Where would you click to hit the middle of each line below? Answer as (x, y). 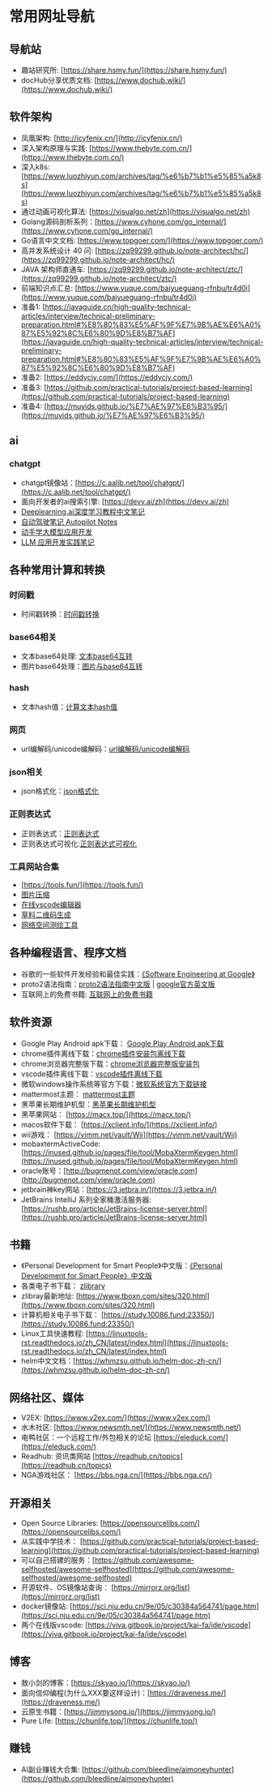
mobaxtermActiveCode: (61, 1144)
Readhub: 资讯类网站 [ (58, 1456)
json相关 (26, 772)
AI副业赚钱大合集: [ (53, 1769)
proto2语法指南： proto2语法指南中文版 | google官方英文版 (118, 984)
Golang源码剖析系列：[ (59, 221)
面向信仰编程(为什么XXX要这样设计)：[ (85, 1693)
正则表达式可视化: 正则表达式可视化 (79, 844)
